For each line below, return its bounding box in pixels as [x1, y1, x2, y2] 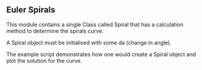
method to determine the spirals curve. [6, 27, 104, 34]
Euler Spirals [6, 5, 56, 15]
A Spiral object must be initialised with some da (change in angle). [6, 39, 172, 46]
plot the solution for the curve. [6, 57, 82, 64]
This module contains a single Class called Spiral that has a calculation [6, 21, 184, 28]
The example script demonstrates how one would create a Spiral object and [6, 51, 197, 58]
